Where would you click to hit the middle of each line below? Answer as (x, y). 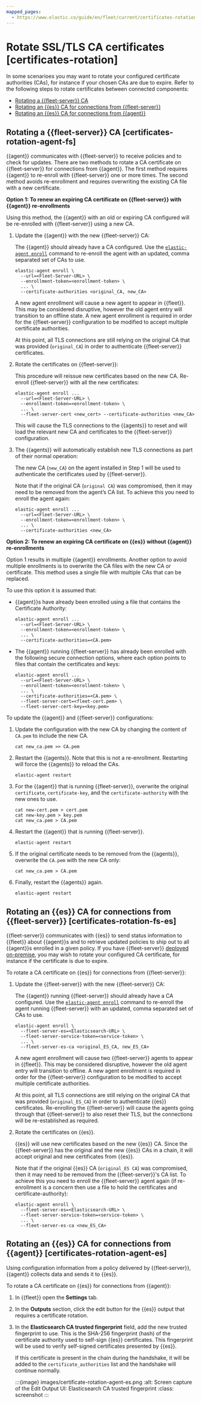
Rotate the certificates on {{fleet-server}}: (66, 365)
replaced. (18, 579)
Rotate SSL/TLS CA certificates (85, 47)
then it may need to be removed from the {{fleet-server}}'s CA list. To (100, 1175)
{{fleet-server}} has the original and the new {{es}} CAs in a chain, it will (104, 1150)
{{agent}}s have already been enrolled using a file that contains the (98, 602)
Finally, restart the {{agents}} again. (59, 883)
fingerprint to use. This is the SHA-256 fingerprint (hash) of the (93, 1333)
